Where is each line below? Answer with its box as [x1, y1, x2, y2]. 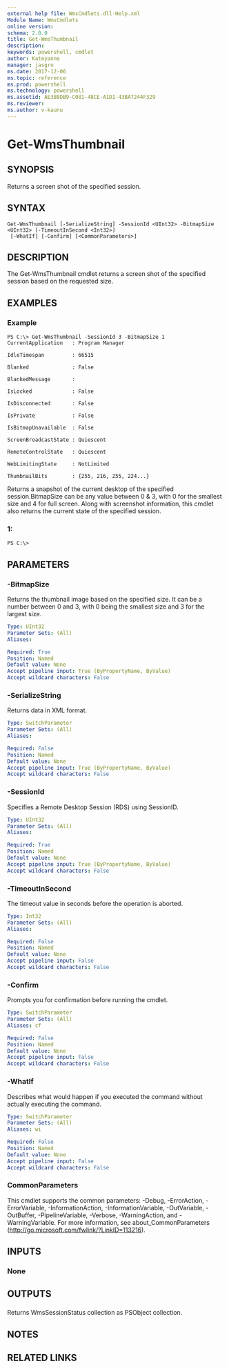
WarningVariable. [7, 1218, 57, 1226]
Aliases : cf [7, 1022, 41, 1029]
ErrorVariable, [7, 1203, 47, 1212]
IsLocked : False [7, 388, 94, 395]
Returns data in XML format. [7, 706, 88, 714]
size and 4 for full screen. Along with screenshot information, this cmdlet [7, 499, 214, 508]
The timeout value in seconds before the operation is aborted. [7, 899, 183, 907]
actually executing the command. [7, 1100, 102, 1108]
